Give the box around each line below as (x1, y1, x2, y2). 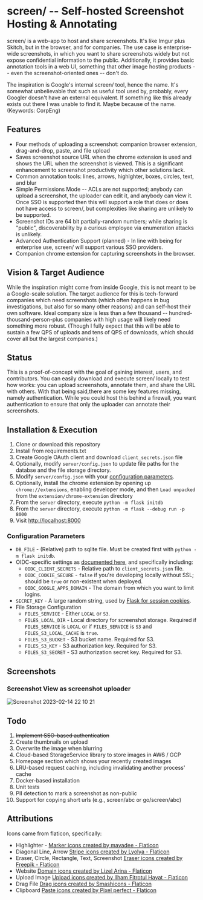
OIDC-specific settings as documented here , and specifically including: (15, 558, 193, 566)
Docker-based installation (15, 776, 80, 784)
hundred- (169, 309, 193, 316)
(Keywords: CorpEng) (7, 107, 61, 114)
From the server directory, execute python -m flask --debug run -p (15, 505, 185, 512)
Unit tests (15, 783, 40, 790)
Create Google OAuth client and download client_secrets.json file (15, 454, 183, 461)
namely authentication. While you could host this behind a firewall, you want (7, 394, 196, 402)
